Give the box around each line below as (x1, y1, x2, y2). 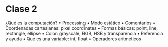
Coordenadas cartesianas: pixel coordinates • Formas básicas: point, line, (5, 25, 158, 31)
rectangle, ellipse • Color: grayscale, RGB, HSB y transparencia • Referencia (5, 30, 163, 36)
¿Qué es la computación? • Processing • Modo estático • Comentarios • (5, 20, 156, 26)
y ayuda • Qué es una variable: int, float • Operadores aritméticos (5, 36, 142, 42)
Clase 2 (5, 3, 38, 15)
